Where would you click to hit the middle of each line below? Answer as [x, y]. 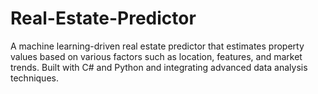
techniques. [34, 78]
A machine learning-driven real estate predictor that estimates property [157, 46]
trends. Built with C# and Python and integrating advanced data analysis [159, 67]
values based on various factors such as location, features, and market [156, 56]
